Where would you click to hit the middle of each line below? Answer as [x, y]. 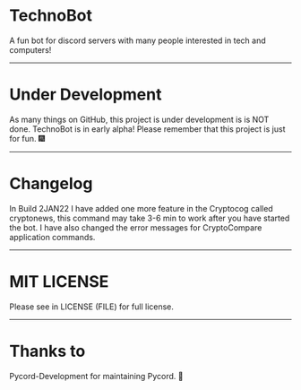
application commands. [52, 237]
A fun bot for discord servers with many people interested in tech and [138, 40]
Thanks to [47, 351]
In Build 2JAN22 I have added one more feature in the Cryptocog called [141, 208]
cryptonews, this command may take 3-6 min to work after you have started [150, 218]
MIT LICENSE [59, 282]
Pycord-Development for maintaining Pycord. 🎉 [96, 376]
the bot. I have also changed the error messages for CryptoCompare [136, 227]
